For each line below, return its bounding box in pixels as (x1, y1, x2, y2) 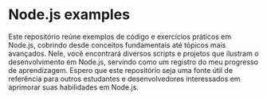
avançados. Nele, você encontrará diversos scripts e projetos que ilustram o (8, 48, 259, 58)
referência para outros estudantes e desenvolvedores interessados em (8, 74, 241, 83)
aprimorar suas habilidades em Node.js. (8, 82, 139, 92)
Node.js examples (8, 6, 130, 24)
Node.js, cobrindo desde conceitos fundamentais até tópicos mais (8, 40, 226, 49)
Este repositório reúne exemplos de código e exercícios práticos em (8, 32, 232, 41)
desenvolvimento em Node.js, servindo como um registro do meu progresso (8, 57, 259, 67)
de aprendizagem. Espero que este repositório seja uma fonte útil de (8, 65, 234, 75)
